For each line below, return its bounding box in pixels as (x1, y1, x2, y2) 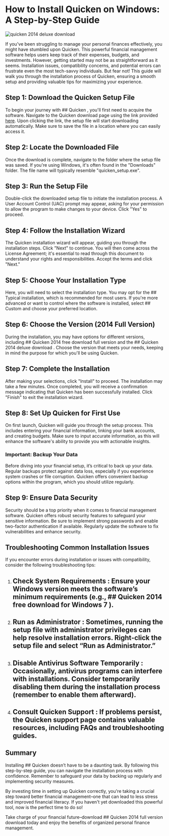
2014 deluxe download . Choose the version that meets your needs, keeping (5, 344, 163, 350)
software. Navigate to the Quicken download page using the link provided (5, 112, 158, 118)
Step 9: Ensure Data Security (5, 493, 98, 502)
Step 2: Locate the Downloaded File (5, 143, 119, 152)
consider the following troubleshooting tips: (5, 562, 96, 568)
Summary (5, 749, 37, 757)
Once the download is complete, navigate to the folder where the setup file (5, 156, 161, 163)
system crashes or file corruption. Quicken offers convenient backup (5, 473, 148, 480)
